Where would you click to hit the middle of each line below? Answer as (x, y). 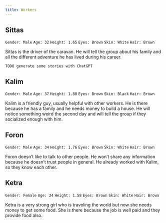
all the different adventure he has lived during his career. (63, 57)
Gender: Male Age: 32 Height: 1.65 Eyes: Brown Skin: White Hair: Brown (80, 42)
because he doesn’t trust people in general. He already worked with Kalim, (82, 162)
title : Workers (21, 10)
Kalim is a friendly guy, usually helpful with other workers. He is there (76, 103)
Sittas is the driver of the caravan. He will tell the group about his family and (83, 52)
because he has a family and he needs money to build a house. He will (78, 108)
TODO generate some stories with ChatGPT (49, 66)
